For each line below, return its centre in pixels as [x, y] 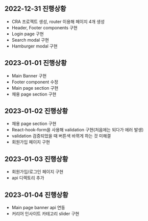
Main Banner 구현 [29, 75]
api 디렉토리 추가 [28, 178]
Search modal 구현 [30, 40]
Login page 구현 [28, 34]
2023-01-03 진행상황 [37, 159]
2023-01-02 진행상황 [36, 111]
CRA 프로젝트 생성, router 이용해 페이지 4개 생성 [58, 22]
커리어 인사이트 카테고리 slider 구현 [45, 214]
